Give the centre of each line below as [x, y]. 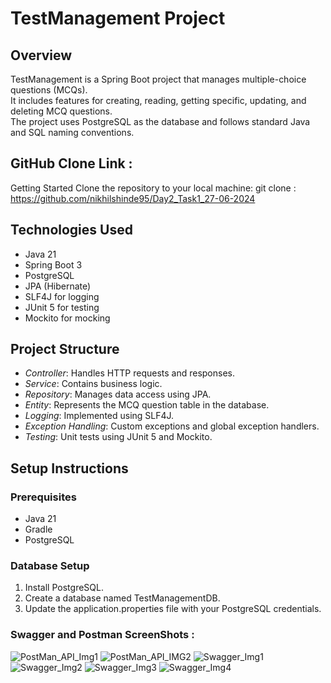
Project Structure [65, 349]
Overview [41, 55]
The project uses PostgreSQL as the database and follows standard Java [160, 121]
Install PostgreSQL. [64, 588]
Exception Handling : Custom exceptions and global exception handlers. [172, 426]
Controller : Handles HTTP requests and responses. [129, 373]
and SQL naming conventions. [72, 132]
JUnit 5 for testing [62, 307]
